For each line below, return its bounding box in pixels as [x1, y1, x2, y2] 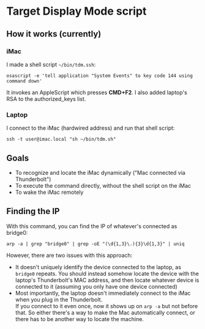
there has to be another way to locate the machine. [15, 315, 144, 322]
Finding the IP [6, 206, 60, 216]
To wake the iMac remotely [15, 188, 84, 196]
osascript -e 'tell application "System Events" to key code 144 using [6, 72, 193, 79]
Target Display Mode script [6, 4, 147, 18]
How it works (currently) [6, 29, 102, 39]
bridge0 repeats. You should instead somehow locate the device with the [15, 270, 199, 277]
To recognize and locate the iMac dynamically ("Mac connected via [15, 169, 185, 176]
